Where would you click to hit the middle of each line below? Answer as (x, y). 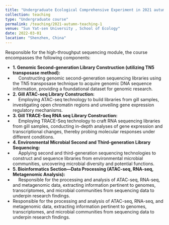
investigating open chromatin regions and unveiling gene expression (83, 105)
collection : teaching (28, 15)
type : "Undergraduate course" (37, 19)
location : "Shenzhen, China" (36, 38)
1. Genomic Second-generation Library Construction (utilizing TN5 (83, 67)
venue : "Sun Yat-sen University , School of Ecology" (63, 29)
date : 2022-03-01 (23, 33)
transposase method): (36, 72)
